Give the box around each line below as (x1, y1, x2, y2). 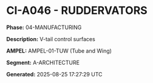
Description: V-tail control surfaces (6, 35, 95, 42)
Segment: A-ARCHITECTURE (6, 59, 80, 66)
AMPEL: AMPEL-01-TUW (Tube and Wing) (6, 47, 112, 55)
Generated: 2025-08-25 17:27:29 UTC (6, 70, 103, 78)
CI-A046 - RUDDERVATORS (6, 4, 148, 18)
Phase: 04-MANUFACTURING (6, 24, 82, 31)
